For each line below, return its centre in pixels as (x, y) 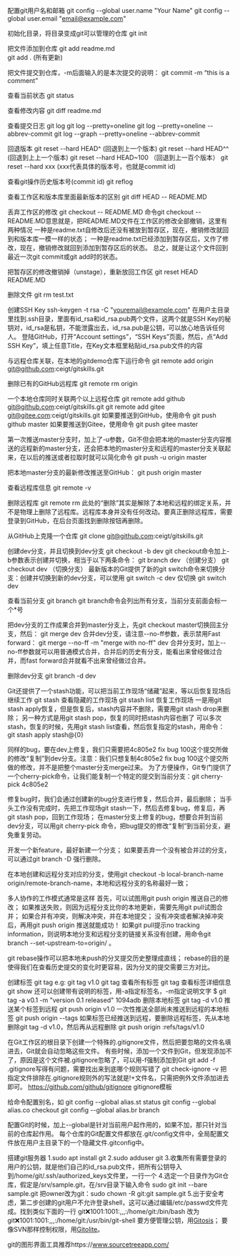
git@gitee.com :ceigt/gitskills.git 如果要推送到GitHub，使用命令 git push (112, 415)
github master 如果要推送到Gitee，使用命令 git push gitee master (103, 424)
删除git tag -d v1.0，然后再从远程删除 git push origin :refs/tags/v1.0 (106, 1027)
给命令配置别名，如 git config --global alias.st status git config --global (112, 1102)
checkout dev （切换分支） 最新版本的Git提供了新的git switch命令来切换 (113, 569)
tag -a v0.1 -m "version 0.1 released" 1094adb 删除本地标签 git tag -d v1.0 (115, 1000)
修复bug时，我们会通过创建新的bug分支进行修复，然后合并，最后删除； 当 (117, 799)
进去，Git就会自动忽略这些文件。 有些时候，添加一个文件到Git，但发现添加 (117, 1051)
